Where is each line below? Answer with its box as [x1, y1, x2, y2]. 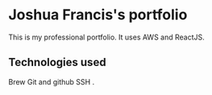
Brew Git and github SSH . [8, 76, 95, 86]
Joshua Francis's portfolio [8, 6, 188, 24]
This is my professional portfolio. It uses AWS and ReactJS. [8, 32, 205, 42]
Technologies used [8, 56, 106, 69]
